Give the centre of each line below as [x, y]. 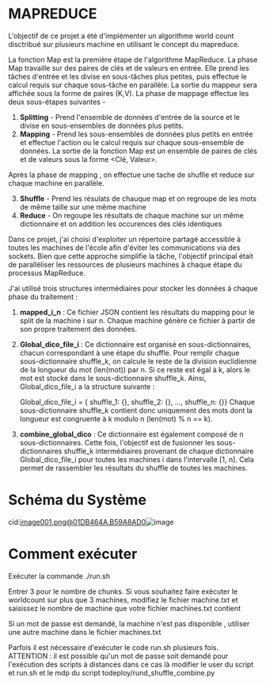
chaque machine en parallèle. [56, 183]
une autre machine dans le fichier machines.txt [85, 632]
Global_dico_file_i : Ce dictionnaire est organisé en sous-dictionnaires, [135, 344]
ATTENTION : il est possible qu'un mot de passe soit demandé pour [118, 656]
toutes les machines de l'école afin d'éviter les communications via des [124, 248]
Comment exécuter [73, 554]
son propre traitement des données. [78, 329]
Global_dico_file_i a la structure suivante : [87, 387]
